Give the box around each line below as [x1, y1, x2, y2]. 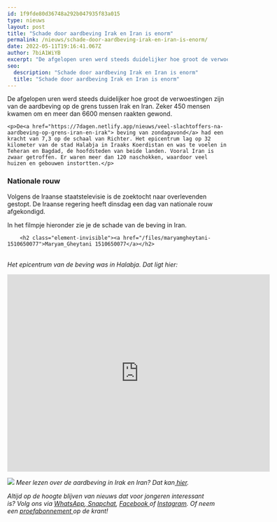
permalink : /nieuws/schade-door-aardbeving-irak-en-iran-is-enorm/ [7, 36, 208, 43]
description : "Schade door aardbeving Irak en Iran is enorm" [13, 69, 199, 76]
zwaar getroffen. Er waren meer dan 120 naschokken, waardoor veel [7, 154, 208, 161]
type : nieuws [7, 17, 45, 24]
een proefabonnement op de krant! [7, 507, 108, 515]
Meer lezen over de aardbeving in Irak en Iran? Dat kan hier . [15, 478, 190, 486]
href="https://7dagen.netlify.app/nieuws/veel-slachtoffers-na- [32, 123, 224, 130]
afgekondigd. [7, 207, 45, 215]
